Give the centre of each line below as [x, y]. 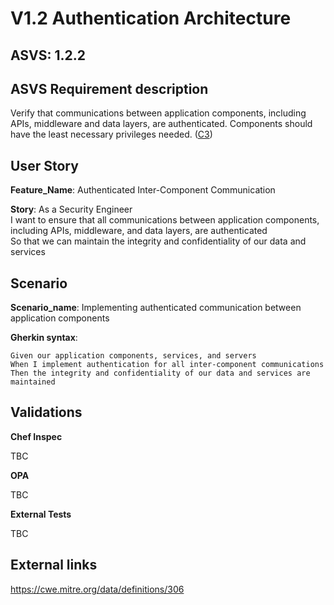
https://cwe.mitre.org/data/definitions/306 [97, 589]
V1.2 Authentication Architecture [151, 18]
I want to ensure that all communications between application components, [165, 220]
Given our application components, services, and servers [133, 356]
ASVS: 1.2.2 [48, 55]
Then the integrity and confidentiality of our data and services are [160, 373]
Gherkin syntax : [44, 338]
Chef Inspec [36, 436]
